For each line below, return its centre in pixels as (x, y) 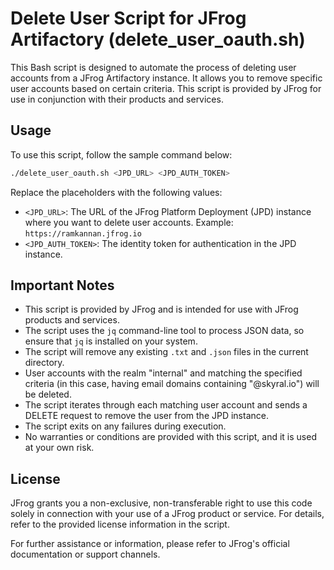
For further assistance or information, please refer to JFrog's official (150, 544)
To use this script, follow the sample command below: (121, 154)
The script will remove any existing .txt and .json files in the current (166, 352)
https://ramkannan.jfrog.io (83, 233)
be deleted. (48, 394)
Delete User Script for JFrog (128, 18)
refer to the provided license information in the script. (120, 524)
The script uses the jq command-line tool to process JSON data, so (164, 331)
